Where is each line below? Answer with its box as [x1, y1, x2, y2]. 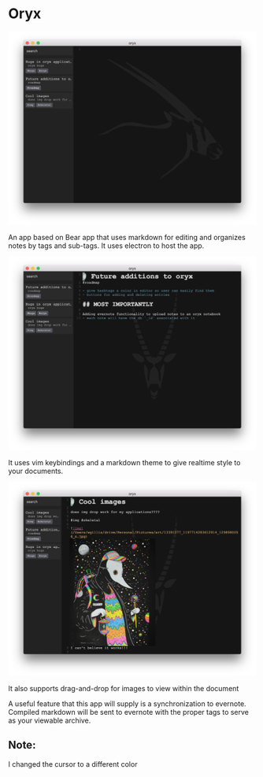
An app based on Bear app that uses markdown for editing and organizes [8, 233, 246, 242]
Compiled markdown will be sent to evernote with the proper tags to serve [8, 707, 250, 716]
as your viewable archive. [8, 716, 91, 725]
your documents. [8, 466, 64, 476]
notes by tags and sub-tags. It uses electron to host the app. [8, 241, 205, 250]
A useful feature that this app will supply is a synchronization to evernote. [8, 698, 246, 709]
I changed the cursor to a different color [8, 759, 138, 768]
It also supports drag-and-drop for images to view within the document [8, 683, 239, 693]
